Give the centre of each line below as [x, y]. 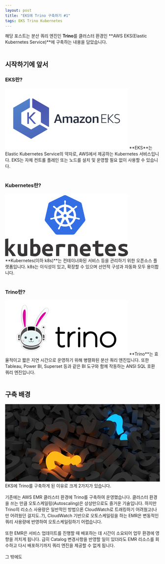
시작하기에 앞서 [27, 64]
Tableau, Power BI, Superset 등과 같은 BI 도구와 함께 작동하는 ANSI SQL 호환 [80, 366]
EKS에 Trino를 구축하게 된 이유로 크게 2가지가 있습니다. [58, 486]
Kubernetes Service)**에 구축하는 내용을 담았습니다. [56, 42]
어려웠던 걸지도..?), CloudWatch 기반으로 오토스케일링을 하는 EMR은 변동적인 [84, 515]
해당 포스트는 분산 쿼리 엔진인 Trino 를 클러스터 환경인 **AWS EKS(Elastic [76, 36]
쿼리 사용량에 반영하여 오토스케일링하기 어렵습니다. [54, 522]
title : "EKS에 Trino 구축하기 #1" [38, 15]
